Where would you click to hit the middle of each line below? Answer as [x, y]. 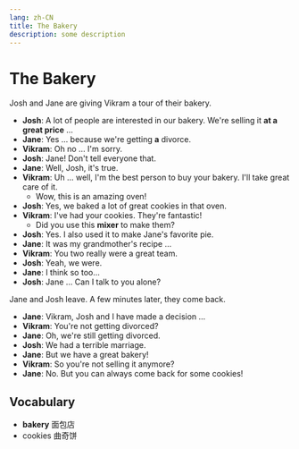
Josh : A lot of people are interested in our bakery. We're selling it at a [150, 121]
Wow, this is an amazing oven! [91, 197]
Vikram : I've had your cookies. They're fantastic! [112, 216]
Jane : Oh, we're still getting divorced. [91, 335]
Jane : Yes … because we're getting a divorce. [107, 140]
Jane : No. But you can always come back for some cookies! [133, 374]
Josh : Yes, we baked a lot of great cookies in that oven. [125, 206]
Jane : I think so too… [61, 273]
